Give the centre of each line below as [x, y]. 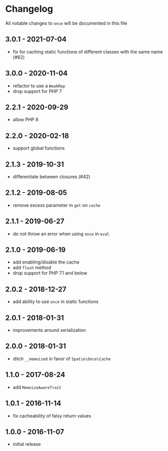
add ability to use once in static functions [56, 302]
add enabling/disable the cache [46, 262]
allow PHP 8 [25, 120]
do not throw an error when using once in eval [61, 234]
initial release [27, 444]
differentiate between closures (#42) [51, 177]
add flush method [32, 268]
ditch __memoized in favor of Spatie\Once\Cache [62, 359]
